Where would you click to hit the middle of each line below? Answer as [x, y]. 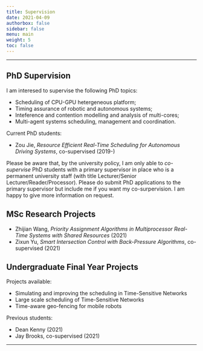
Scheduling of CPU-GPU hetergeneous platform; [76, 102]
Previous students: [30, 318]
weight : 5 [19, 40]
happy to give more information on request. [60, 195]
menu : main [20, 34]
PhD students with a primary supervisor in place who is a [103, 169]
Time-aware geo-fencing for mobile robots [68, 306]
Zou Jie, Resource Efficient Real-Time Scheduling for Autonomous [97, 145]
